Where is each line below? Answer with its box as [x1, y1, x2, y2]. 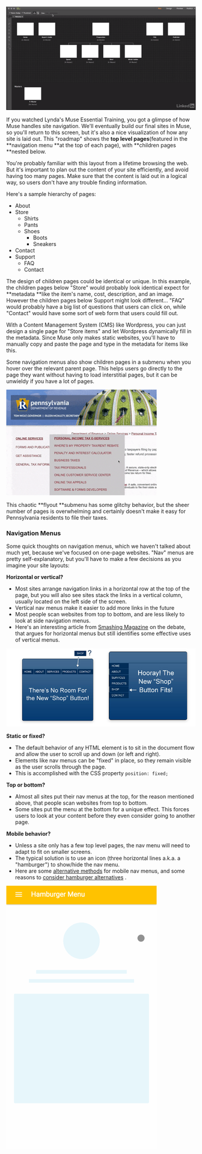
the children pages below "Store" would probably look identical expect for [6, 284, 189, 291]
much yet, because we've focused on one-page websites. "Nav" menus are [6, 549, 194, 556]
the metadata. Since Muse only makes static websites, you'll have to [6, 334, 176, 341]
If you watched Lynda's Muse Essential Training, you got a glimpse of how [6, 115, 190, 123]
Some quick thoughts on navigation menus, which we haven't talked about [6, 542, 191, 550]
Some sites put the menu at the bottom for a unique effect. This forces [14, 805, 189, 812]
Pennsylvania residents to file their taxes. [6, 514, 108, 521]
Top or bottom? [6, 781, 46, 788]
